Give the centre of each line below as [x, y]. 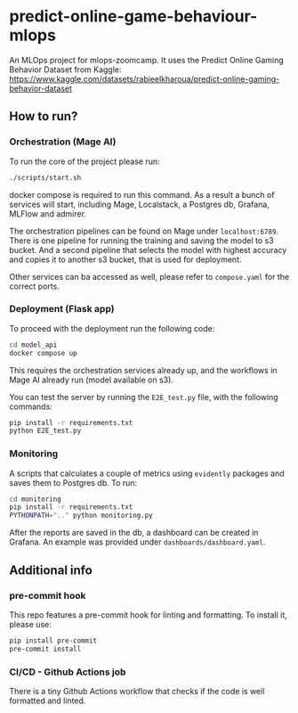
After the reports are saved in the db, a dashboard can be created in [134, 533]
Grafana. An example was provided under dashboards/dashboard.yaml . [137, 542]
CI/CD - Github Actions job [68, 672]
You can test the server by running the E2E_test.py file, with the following [144, 397]
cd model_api [33, 345]
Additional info [51, 570]
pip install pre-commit [53, 640]
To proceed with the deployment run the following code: [112, 328]
